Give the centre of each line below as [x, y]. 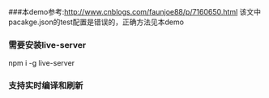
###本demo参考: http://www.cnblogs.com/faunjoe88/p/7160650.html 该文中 [135, 12]
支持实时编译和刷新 [46, 86]
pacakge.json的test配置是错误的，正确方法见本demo [96, 22]
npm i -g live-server [42, 63]
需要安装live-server [47, 45]
